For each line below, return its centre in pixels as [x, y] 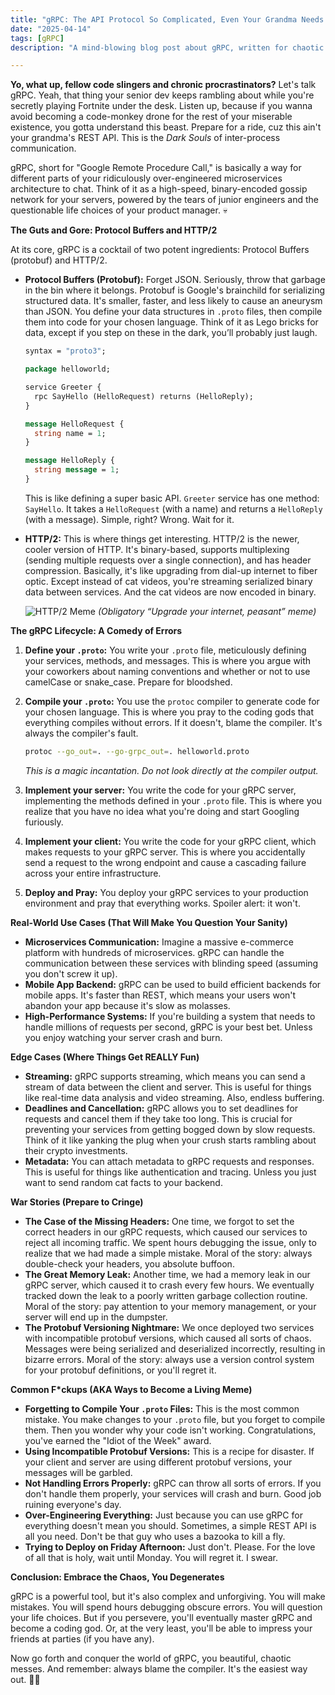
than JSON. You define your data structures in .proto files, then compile [173, 312]
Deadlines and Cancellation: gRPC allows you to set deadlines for [161, 1108]
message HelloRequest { [74, 424]
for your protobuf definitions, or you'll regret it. [120, 1370]
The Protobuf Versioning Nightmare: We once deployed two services [169, 1327]
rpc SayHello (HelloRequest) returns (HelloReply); [144, 396]
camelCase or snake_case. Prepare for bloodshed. [128, 682]
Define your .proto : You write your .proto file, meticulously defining [165, 650]
